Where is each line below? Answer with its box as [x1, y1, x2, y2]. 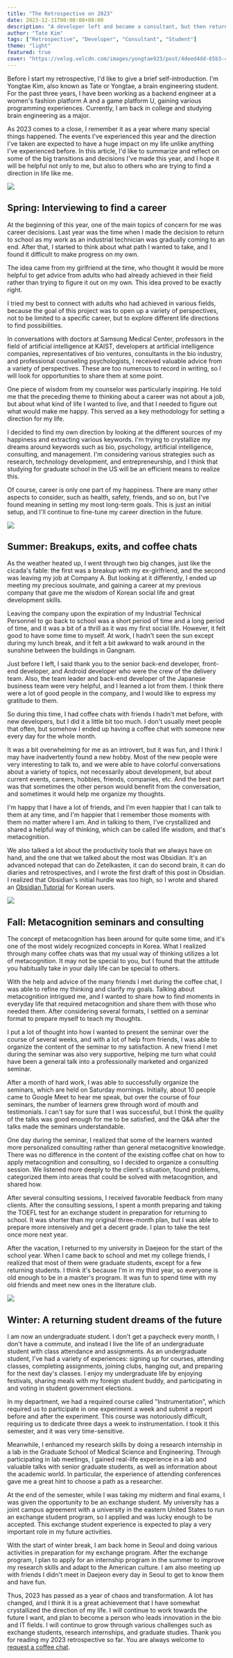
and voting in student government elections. [7, 1384, 133, 1392]
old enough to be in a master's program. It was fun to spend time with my [7, 1274, 217, 1282]
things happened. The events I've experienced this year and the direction [7, 132, 216, 140]
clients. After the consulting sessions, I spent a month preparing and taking [7, 1201, 222, 1210]
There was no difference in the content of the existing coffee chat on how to [7, 1151, 225, 1159]
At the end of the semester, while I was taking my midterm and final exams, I [7, 1491, 225, 1499]
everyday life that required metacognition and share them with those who [7, 1000, 217, 1008]
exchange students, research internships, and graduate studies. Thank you [7, 1628, 222, 1636]
